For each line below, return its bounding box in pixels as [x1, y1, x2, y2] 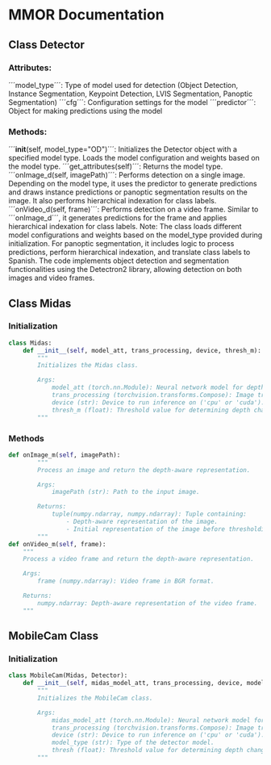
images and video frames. [8, 273, 95, 283]
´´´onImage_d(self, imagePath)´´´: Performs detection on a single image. [8, 170, 246, 180]
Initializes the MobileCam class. [37, 694, 153, 702]
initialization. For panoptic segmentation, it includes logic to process [8, 239, 235, 249]
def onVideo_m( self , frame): [8, 540, 106, 548]
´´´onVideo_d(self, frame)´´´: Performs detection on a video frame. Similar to [8, 204, 259, 215]
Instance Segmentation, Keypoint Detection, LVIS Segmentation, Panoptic [8, 89, 252, 98]
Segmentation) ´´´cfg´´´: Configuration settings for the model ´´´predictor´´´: [8, 97, 256, 107]
